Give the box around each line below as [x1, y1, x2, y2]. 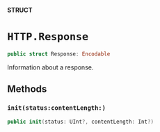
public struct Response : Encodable [7, 50, 111, 58]
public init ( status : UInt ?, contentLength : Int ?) [7, 118, 154, 125]
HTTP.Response [7, 31, 89, 44]
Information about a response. [7, 63, 94, 72]
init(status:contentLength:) [7, 104, 106, 112]
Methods [7, 83, 47, 95]
